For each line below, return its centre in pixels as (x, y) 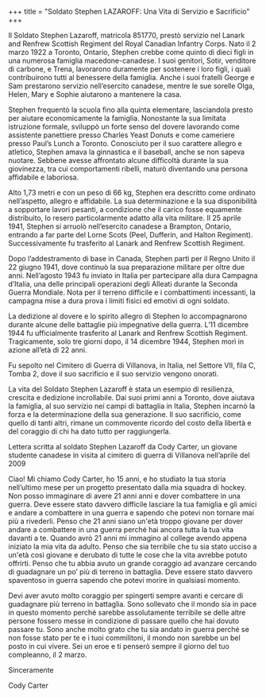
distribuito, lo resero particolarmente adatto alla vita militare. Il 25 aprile (125, 218)
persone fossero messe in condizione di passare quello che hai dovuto (124, 621)
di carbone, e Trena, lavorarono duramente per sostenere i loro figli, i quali (130, 69)
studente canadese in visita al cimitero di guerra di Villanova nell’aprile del (129, 455)
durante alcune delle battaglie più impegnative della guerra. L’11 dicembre (128, 324)
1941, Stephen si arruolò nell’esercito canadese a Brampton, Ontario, (120, 226)
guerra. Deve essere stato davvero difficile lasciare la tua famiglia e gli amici (133, 504)
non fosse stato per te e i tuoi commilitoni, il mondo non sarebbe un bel (124, 638)
